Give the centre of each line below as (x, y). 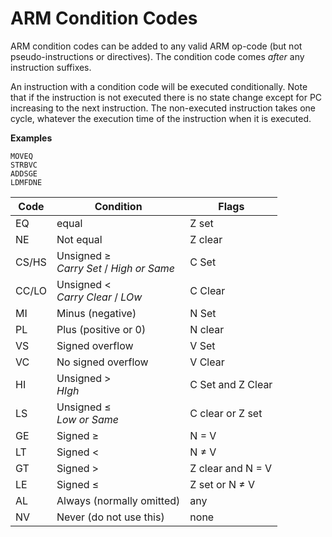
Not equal (79, 239)
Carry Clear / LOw (99, 297)
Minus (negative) (96, 313)
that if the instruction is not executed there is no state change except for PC (166, 97)
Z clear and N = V (231, 468)
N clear (207, 329)
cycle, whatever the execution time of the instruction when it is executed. (161, 118)
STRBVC (24, 165)
